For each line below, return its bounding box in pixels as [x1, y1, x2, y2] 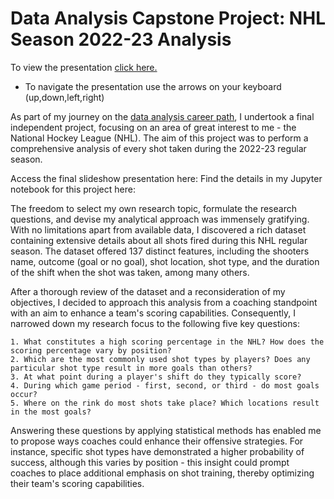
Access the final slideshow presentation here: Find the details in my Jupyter [10, 172, 323, 184]
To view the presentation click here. [10, 61, 158, 73]
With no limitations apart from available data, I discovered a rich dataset [10, 223, 307, 236]
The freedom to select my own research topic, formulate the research [10, 202, 297, 214]
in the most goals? [10, 407, 92, 417]
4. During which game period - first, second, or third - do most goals [10, 380, 320, 391]
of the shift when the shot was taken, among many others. [10, 266, 250, 278]
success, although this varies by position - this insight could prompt [10, 456, 290, 468]
